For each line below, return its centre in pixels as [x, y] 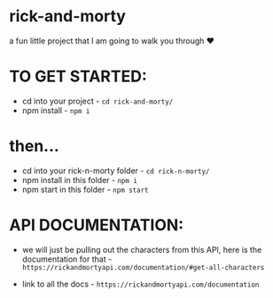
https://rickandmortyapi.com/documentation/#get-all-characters [143, 267]
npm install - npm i [56, 110]
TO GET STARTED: [78, 76]
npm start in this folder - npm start [85, 189]
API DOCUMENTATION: [97, 225]
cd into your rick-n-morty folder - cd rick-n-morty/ [116, 171]
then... [34, 146]
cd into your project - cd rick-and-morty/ [97, 101]
